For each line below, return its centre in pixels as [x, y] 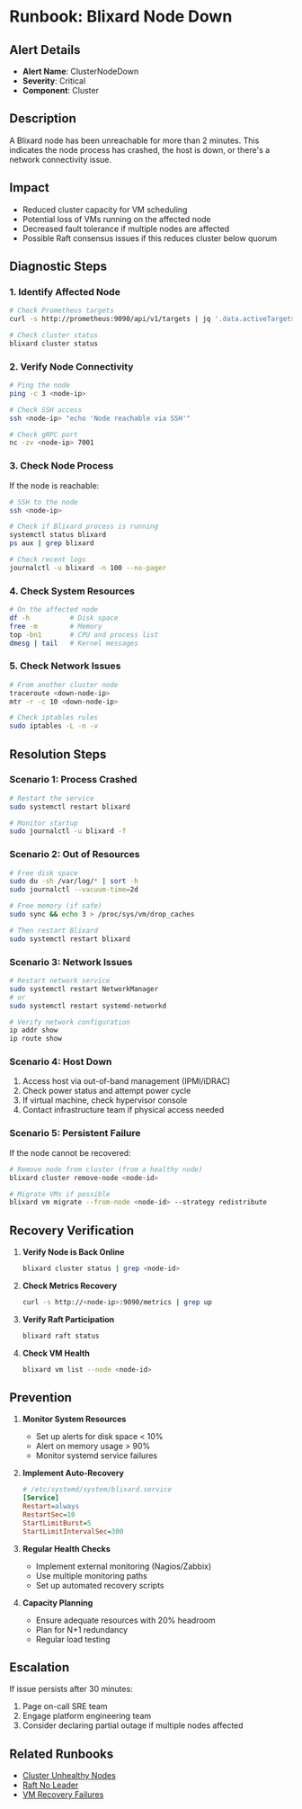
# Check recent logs [48, 560]
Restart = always [51, 1507]
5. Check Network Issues [65, 666]
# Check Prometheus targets [62, 311]
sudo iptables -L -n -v [54, 726]
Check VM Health [56, 1353]
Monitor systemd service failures [97, 1455]
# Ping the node [40, 385]
